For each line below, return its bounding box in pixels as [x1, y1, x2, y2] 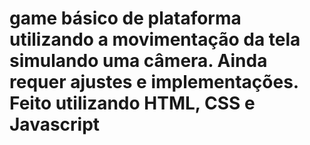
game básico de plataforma [9, 7, 242, 30]
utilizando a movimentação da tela [9, 28, 301, 51]
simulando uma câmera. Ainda [9, 50, 268, 72]
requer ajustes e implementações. [9, 71, 299, 94]
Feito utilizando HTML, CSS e [9, 92, 256, 115]
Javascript [9, 113, 101, 136]
